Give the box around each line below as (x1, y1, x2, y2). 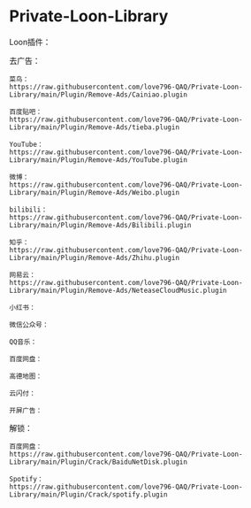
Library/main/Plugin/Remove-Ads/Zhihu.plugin (9, 253, 179, 262)
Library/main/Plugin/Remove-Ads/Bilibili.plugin (9, 220, 192, 229)
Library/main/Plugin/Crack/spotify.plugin (9, 489, 168, 499)
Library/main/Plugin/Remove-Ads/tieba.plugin (9, 122, 179, 132)
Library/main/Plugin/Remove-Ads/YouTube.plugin (9, 155, 188, 165)
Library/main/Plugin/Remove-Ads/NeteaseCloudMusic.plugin (9, 286, 227, 295)
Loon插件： (9, 36, 51, 47)
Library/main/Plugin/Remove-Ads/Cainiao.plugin (9, 90, 188, 99)
